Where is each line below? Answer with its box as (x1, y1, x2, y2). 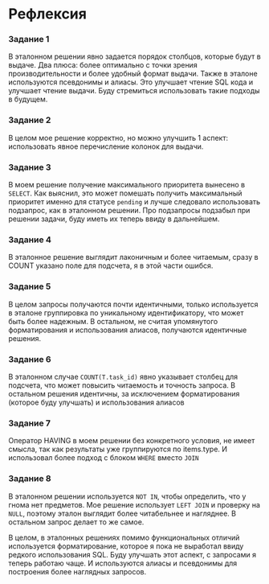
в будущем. (8, 94, 48, 105)
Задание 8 (8, 473, 51, 484)
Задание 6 (8, 353, 51, 364)
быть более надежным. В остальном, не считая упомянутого (8, 316, 218, 326)
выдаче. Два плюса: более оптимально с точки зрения (8, 60, 198, 70)
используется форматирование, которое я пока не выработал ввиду (8, 541, 244, 551)
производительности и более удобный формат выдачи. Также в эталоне (8, 69, 259, 79)
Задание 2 (8, 114, 51, 125)
